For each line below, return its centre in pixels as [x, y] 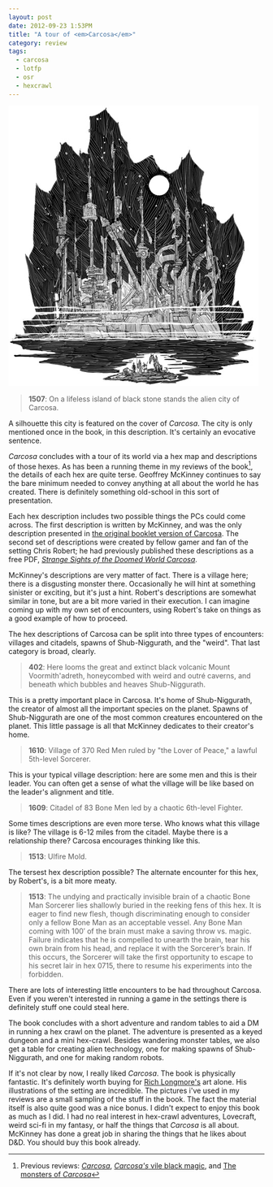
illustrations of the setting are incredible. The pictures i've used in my [124, 1091]
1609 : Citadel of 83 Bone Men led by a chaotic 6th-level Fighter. [136, 808]
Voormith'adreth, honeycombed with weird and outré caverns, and [139, 676]
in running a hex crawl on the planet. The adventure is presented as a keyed [135, 1032]
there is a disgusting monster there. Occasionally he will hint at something [132, 584]
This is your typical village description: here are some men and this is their [133, 775]
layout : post [30, 17]
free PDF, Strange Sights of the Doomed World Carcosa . [103, 560]
